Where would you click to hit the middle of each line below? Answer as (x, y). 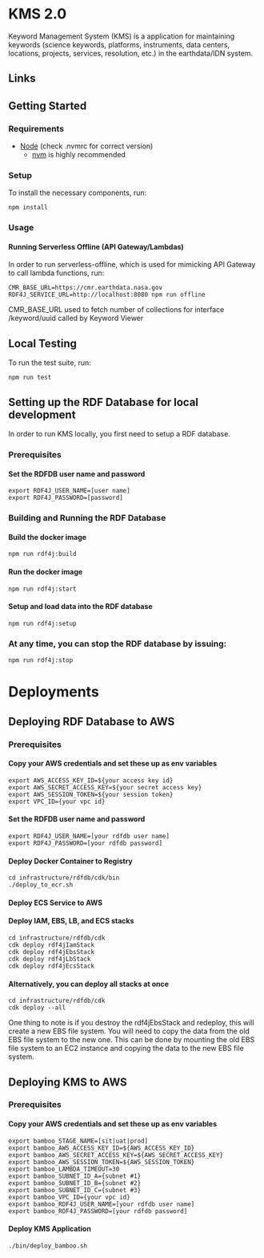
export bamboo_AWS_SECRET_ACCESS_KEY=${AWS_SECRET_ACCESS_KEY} (116, 1155)
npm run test (30, 378)
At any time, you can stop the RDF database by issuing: (117, 643)
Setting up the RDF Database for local (103, 402)
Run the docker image (46, 571)
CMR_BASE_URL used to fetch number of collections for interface (116, 310)
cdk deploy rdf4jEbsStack (51, 952)
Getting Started (48, 106)
